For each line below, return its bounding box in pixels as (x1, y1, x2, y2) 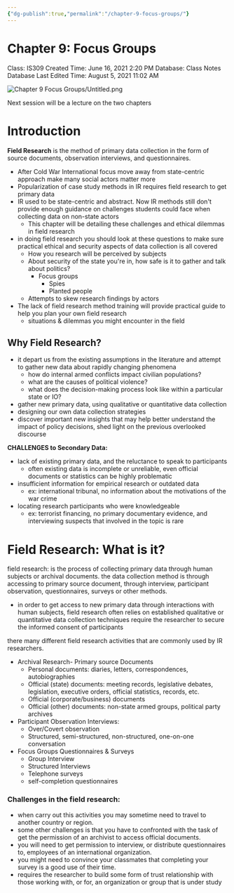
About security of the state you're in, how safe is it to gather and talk (27, 257, 226, 265)
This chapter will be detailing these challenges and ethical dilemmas (27, 219, 226, 228)
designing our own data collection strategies (17, 408, 146, 416)
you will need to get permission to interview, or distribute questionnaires (17, 840, 226, 849)
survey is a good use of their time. (17, 863, 116, 871)
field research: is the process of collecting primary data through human (7, 564, 213, 573)
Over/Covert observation (27, 725, 100, 734)
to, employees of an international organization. (17, 847, 152, 856)
